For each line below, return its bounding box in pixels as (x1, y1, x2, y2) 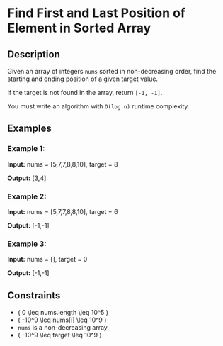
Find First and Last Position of (7, 5, 186, 21)
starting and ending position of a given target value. (7, 74, 158, 83)
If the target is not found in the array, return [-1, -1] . (7, 89, 163, 96)
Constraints (7, 289, 61, 301)
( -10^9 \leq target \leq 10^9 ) (17, 331, 102, 340)
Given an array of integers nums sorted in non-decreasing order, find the (7, 67, 217, 75)
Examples (7, 123, 52, 135)
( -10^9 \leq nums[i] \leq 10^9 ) (17, 316, 107, 324)
